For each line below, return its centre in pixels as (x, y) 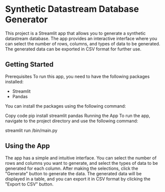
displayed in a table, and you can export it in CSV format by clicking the (78, 179)
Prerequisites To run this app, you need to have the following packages (77, 76)
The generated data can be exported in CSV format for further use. (73, 49)
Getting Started (29, 64)
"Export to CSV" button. (29, 184)
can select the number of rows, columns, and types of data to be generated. (83, 43)
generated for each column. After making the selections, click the (72, 168)
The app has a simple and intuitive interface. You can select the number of (81, 158)
